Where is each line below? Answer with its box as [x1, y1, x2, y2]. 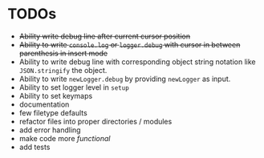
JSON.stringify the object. [18, 65, 108, 75]
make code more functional [18, 133, 111, 143]
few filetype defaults [18, 107, 87, 117]
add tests [18, 142, 51, 152]
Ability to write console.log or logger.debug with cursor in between [18, 39, 241, 49]
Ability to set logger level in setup [18, 82, 129, 92]
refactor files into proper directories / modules [18, 116, 173, 126]
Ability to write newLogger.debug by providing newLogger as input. [18, 74, 231, 83]
